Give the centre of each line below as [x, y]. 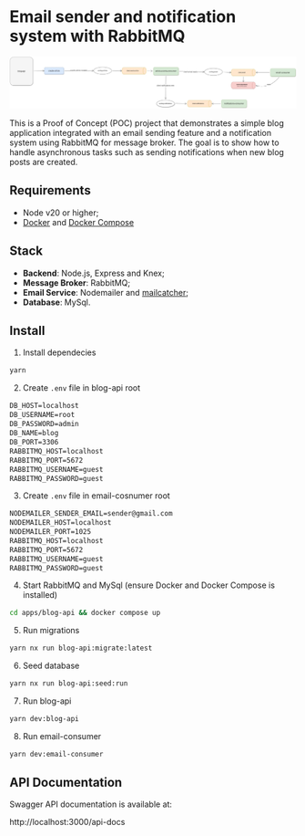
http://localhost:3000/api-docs [67, 822]
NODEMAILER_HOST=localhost [61, 523]
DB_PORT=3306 [34, 443]
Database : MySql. [56, 302]
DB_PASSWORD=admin [44, 424]
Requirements [50, 190]
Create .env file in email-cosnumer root [96, 496]
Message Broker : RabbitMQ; [76, 282]
